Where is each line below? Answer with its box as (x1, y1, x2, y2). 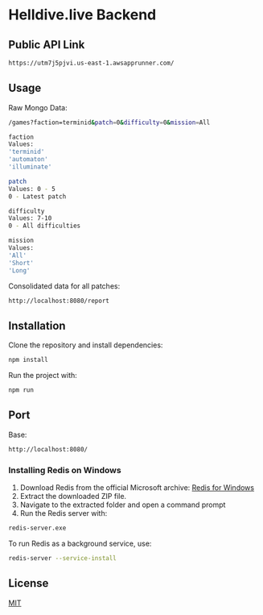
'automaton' (8, 156, 48, 164)
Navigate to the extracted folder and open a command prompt (19, 500, 226, 509)
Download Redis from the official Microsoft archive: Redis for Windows (19, 482, 255, 492)
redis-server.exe (8, 524, 67, 532)
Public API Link (8, 38, 85, 52)
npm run (8, 386, 35, 394)
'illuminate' (8, 163, 52, 171)
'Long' (8, 266, 31, 275)
